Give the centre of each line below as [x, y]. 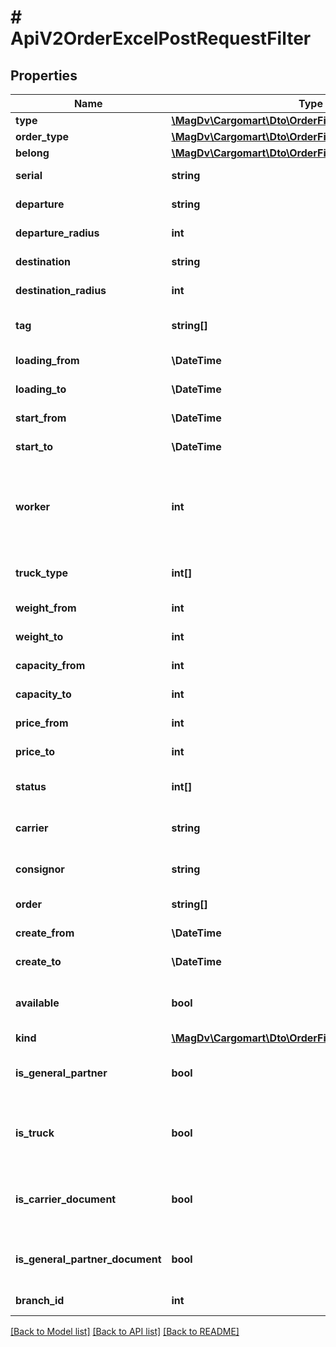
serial [29, 175]
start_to [34, 446]
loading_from [47, 360]
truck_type [42, 573]
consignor [40, 869]
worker [32, 506]
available [37, 1003]
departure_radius [57, 233]
